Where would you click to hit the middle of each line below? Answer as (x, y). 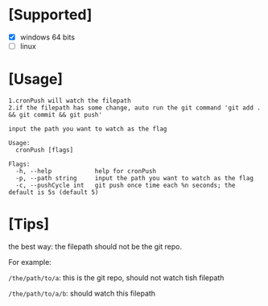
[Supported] (50, 15)
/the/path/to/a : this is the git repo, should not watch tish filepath (116, 277)
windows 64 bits (47, 37)
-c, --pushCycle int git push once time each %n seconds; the (126, 185)
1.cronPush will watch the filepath (70, 101)
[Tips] (29, 224)
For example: (30, 262)
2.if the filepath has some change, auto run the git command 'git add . (135, 108)
